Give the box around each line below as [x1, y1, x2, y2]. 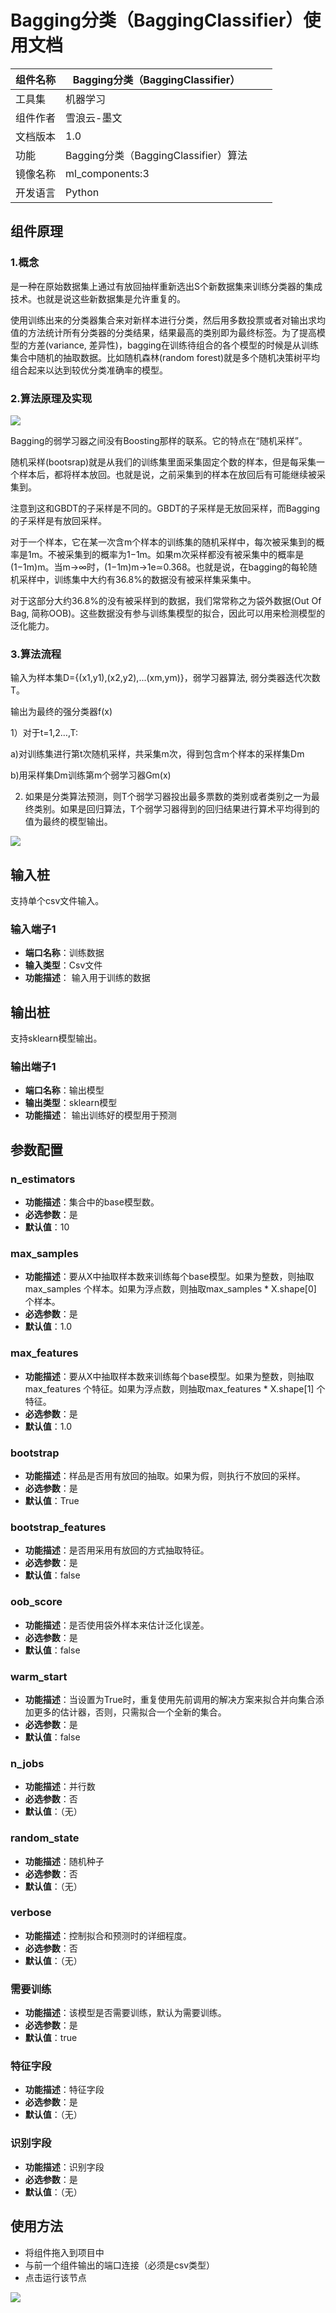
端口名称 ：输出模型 [24, 1084, 105, 1096]
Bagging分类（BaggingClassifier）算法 [65, 148, 248, 162]
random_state [10, 1831, 80, 1845]
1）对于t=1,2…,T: [10, 727, 78, 739]
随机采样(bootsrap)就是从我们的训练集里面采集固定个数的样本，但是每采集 [10, 456, 317, 468]
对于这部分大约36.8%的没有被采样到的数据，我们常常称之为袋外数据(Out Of [10, 594, 322, 606]
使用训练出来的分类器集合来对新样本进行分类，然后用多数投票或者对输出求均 [10, 314, 326, 326]
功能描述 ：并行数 [24, 1781, 96, 1793]
